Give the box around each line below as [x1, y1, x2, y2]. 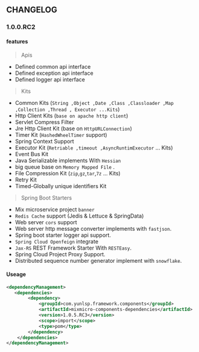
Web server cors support [14, 218, 77, 225]
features [6, 37, 28, 45]
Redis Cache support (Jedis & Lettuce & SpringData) [14, 212, 144, 219]
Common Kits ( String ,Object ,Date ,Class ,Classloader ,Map [14, 99, 174, 106]
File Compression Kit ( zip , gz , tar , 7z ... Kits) [14, 169, 121, 177]
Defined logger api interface [14, 75, 86, 83]
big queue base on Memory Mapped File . [14, 163, 115, 171]
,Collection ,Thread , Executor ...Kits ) [14, 105, 120, 113]
